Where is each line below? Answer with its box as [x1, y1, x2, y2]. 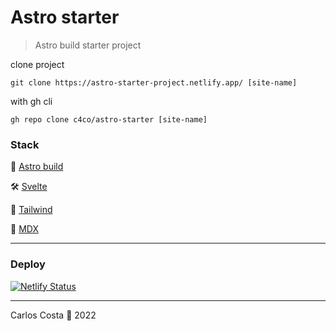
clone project [10, 58, 65, 70]
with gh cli [10, 95, 53, 107]
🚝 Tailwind [10, 204, 53, 216]
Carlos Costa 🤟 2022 [10, 309, 97, 321]
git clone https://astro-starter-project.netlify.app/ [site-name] [10, 77, 298, 88]
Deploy [10, 257, 46, 271]
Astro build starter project [34, 39, 142, 51]
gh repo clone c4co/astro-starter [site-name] [10, 114, 208, 125]
